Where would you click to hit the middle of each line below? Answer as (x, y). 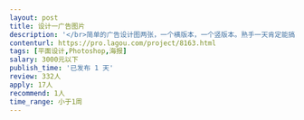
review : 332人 (35, 77)
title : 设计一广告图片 (47, 26)
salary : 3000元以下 (44, 60)
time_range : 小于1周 (46, 102)
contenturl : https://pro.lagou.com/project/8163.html (113, 43)
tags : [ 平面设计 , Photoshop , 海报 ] (68, 51)
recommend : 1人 (37, 93)
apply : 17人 (31, 85)
